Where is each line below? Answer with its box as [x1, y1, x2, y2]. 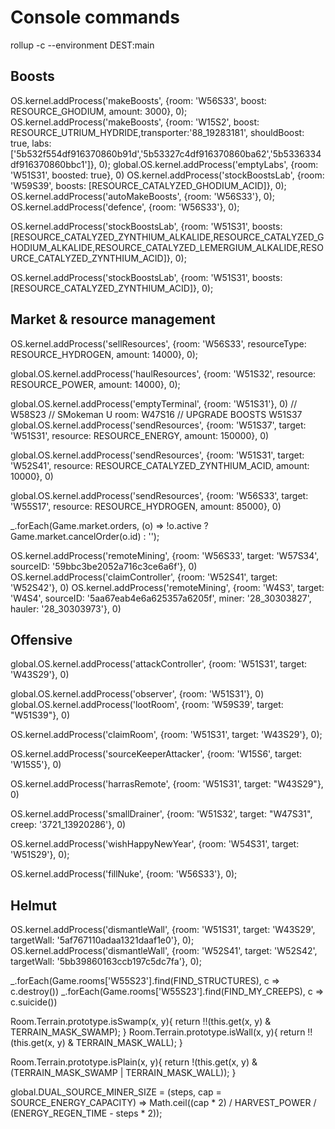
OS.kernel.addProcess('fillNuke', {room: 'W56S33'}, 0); [10, 868, 238, 880]
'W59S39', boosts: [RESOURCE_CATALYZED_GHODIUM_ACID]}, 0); [10, 179, 287, 191]
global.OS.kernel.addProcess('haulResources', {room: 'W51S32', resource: [10, 367, 317, 380]
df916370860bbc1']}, [10, 158, 97, 170]
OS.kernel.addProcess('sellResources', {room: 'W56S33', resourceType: [10, 337, 307, 350]
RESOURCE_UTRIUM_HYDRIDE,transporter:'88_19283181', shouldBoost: [10, 126, 305, 138]
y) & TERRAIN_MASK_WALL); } [56, 1037, 183, 1049]
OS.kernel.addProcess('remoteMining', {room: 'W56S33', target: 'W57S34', [10, 549, 320, 561]
